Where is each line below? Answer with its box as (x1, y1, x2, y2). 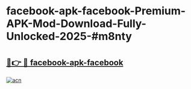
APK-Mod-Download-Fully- (6, 17, 146, 30)
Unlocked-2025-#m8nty (6, 30, 133, 43)
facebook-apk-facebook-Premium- (6, 4, 186, 18)
